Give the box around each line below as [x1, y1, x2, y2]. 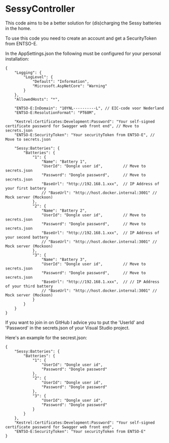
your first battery [5, 186, 47, 191]
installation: [5, 55, 29, 62]
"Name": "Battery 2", [41, 208, 87, 213]
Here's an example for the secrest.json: [5, 334, 88, 341]
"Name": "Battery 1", [41, 159, 87, 164]
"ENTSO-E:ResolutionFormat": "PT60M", [14, 110, 96, 115]
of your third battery [5, 283, 53, 289]
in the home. [5, 25, 31, 31]
